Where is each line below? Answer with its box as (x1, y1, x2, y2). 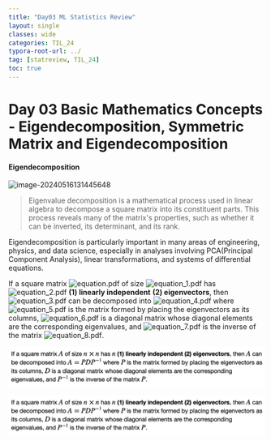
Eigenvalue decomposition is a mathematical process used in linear (28, 195, 253, 206)
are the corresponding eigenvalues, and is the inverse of (8, 322, 256, 332)
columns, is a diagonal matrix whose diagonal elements (8, 313, 253, 323)
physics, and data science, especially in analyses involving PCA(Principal (8, 246, 253, 255)
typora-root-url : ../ (8, 47, 82, 56)
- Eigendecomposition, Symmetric (8, 118, 245, 136)
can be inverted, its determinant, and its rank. (28, 221, 181, 231)
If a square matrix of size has (8, 279, 217, 289)
